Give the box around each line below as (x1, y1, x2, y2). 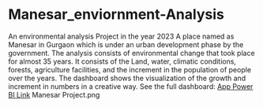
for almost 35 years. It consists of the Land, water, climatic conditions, (8, 57, 237, 66)
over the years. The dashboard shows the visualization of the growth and (8, 73, 246, 83)
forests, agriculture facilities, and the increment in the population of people (8, 65, 251, 74)
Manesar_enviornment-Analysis (8, 6, 225, 24)
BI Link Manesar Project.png (8, 90, 100, 99)
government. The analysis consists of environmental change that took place (8, 48, 255, 57)
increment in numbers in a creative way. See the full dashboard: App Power (8, 81, 254, 91)
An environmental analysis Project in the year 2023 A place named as (8, 31, 235, 41)
